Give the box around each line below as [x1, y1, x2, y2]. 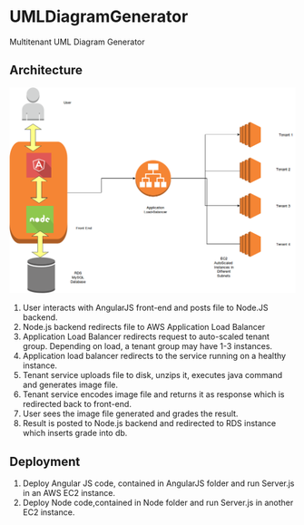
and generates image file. [22, 379, 119, 391]
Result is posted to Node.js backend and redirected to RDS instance [22, 418, 277, 429]
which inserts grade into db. [22, 428, 128, 439]
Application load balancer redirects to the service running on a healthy [22, 351, 287, 362]
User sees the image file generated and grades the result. [22, 408, 239, 419]
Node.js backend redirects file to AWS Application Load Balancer [22, 322, 266, 333]
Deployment [9, 453, 81, 469]
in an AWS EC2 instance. [22, 488, 116, 499]
